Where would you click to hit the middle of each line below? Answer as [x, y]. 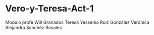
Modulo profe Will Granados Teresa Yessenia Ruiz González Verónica [78, 22]
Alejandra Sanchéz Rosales [34, 27]
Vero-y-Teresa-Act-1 [49, 9]
